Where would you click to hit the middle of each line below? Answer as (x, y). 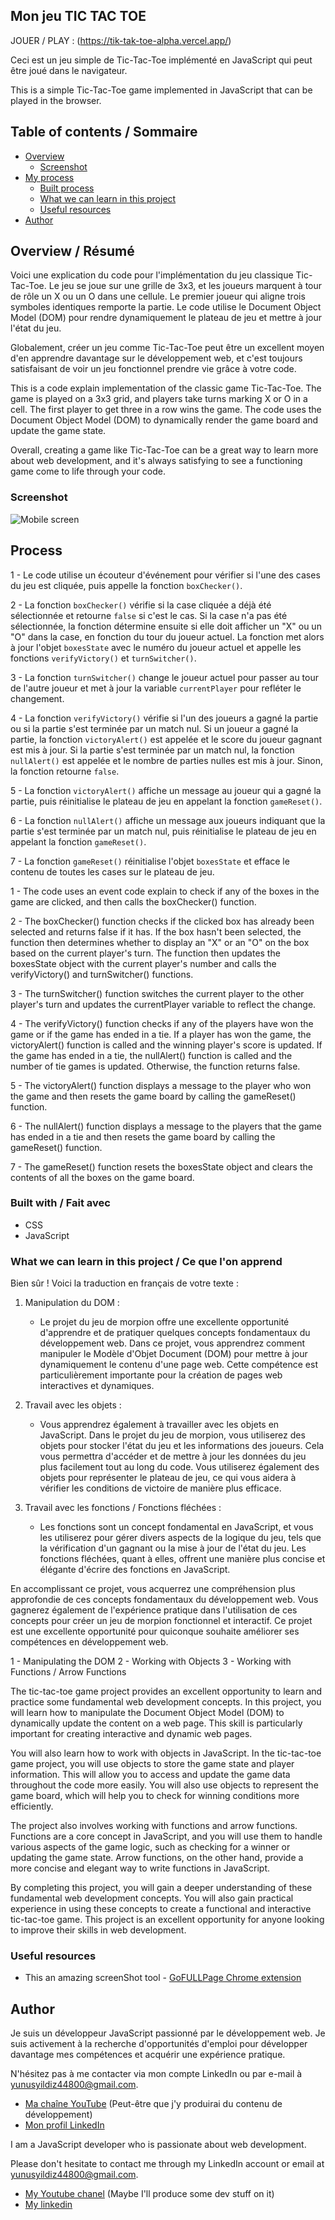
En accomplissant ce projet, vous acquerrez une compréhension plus (153, 1589)
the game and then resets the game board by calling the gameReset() (153, 1096)
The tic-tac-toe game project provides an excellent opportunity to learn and (166, 1691)
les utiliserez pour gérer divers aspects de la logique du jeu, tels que (180, 1538)
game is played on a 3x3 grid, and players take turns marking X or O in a (159, 399)
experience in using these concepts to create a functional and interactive (161, 1909)
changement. (37, 698)
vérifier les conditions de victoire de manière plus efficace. (160, 1488)
